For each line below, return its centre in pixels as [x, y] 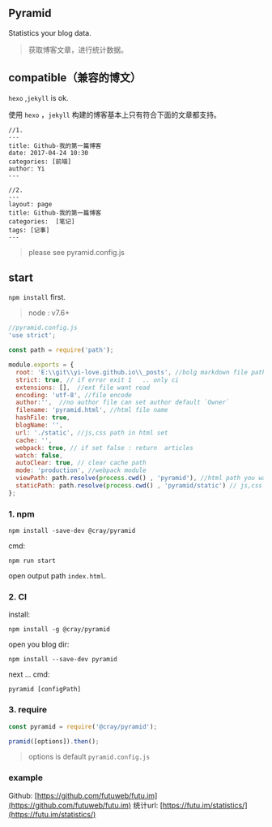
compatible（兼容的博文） [75, 78]
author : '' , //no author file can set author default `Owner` [123, 403]
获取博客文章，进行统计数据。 [78, 50]
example [25, 777]
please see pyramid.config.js [76, 252]
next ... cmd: [29, 674]
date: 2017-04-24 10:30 [49, 153]
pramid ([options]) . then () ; [54, 741]
